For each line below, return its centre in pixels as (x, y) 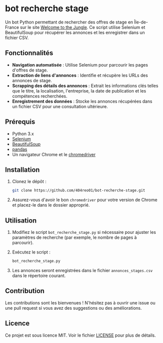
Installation (22, 170)
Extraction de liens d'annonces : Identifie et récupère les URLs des (80, 75)
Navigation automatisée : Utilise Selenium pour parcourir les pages (80, 65)
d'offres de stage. (30, 70)
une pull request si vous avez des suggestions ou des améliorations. (73, 308)
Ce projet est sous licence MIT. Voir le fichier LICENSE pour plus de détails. (81, 335)
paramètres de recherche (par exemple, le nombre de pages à (74, 237)
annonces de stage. (32, 80)
